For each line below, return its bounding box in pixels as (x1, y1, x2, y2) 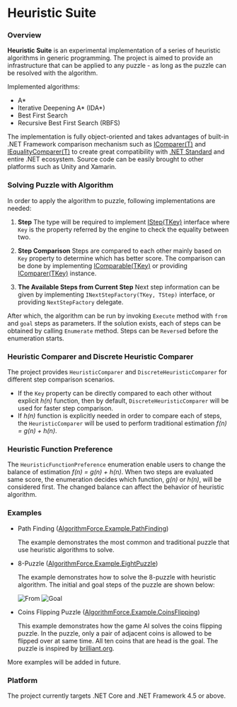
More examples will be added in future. (7, 657, 122, 666)
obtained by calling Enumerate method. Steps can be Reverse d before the (7, 326, 219, 335)
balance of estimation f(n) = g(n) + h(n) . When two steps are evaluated (7, 468, 214, 476)
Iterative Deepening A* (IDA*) (17, 104, 105, 113)
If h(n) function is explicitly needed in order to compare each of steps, (17, 412, 222, 420)
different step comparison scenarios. (7, 375, 115, 384)
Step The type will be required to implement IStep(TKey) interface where (17, 217, 230, 226)
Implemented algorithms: (7, 83, 80, 91)
